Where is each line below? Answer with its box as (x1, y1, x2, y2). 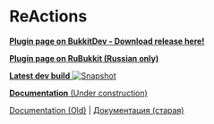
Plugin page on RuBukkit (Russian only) (9, 53, 159, 63)
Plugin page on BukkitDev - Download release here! (9, 36, 205, 46)
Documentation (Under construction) (9, 87, 148, 98)
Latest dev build (9, 70, 71, 81)
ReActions (9, 6, 88, 27)
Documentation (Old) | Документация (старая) (9, 104, 184, 115)
